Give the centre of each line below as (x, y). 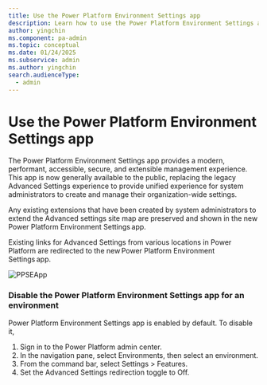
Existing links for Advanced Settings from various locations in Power (120, 242)
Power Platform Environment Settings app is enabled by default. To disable (130, 323)
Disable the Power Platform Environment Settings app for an (126, 296)
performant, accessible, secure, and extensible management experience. (128, 169)
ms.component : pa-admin (48, 38)
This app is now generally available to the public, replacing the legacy (122, 178)
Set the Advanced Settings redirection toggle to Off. (104, 372)
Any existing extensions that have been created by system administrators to (132, 210)
